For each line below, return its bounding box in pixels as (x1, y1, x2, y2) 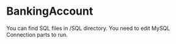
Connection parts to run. (6, 31, 68, 38)
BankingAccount (6, 4, 94, 18)
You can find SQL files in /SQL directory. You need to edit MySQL (6, 24, 170, 32)
